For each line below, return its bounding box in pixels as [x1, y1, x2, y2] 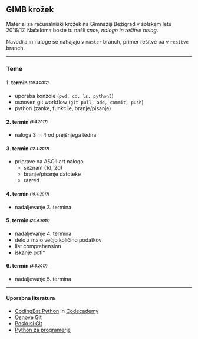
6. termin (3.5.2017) [6, 262, 48, 269]
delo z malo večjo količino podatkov [14, 236, 102, 243]
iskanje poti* [14, 249, 45, 256]
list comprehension [14, 242, 62, 249]
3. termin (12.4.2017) [6, 144, 49, 152]
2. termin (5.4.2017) [6, 118, 48, 126]
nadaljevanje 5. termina [14, 275, 72, 282]
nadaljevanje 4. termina [14, 230, 72, 237]
